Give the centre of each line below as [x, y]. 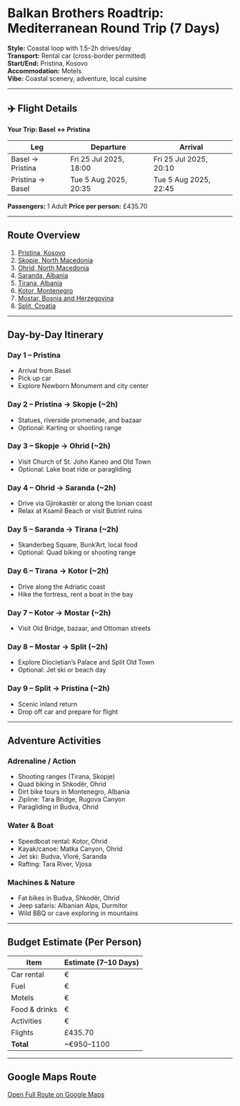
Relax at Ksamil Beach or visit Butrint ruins [80, 511]
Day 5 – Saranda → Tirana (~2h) [63, 529]
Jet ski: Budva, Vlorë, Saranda [62, 856]
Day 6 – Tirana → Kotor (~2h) [58, 571]
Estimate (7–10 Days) [101, 962]
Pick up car [34, 378]
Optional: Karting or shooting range [70, 427]
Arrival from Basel [44, 371]
